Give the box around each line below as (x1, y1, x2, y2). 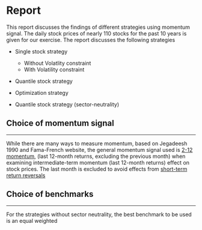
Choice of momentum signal (6, 118, 114, 129)
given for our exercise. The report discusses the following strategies (6, 36, 176, 43)
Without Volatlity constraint (23, 59, 91, 67)
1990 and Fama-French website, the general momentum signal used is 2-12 (6, 146, 193, 153)
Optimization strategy (14, 89, 69, 96)
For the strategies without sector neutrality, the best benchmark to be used (6, 211, 192, 218)
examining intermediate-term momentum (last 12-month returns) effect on (6, 159, 190, 166)
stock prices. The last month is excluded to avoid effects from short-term (6, 165, 188, 172)
